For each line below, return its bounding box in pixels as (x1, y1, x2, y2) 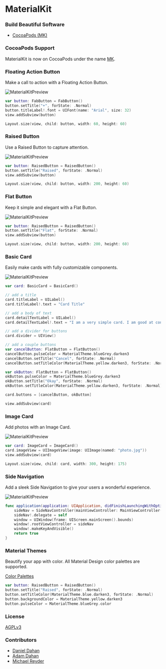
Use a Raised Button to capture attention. (5, 144, 89, 150)
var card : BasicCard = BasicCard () (5, 284, 79, 289)
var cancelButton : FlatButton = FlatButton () (5, 347, 100, 352)
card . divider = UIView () (5, 334, 56, 338)
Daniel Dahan (12, 648, 40, 654)
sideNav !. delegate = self (14, 512, 68, 517)
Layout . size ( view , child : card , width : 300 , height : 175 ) (5, 461, 127, 466)
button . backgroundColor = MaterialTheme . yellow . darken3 (5, 596, 123, 601)
